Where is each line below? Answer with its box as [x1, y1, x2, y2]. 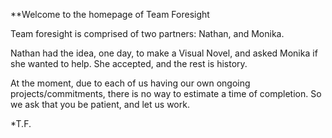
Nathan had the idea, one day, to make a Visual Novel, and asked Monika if [10, 47, 318, 59]
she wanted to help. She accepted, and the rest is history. [10, 58, 248, 69]
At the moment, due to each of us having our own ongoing [10, 77, 251, 89]
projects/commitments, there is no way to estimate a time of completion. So [10, 88, 322, 99]
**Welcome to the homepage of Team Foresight [10, 9, 210, 20]
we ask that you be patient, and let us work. [10, 99, 190, 110]
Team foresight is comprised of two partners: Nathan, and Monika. [10, 28, 285, 39]
